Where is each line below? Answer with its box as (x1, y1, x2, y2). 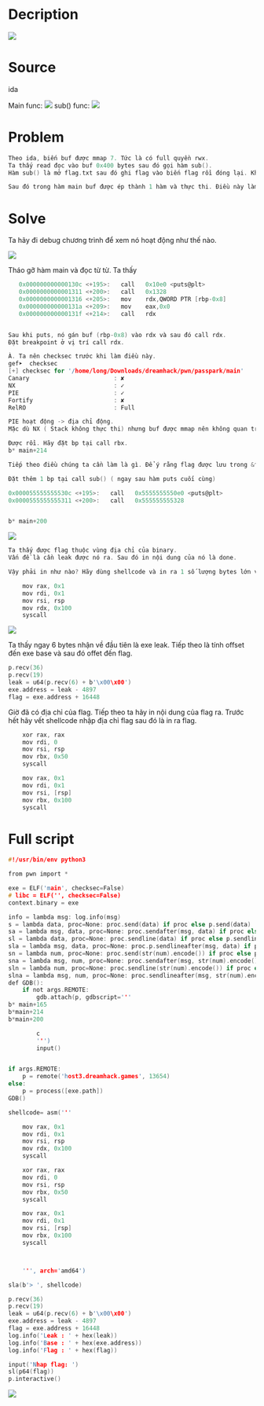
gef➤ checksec (8, 360, 58, 368)
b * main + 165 (8, 1000, 47, 1009)
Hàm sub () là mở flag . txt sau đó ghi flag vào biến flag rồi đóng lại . (8, 169, 247, 177)
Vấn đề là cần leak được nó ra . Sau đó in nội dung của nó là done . (8, 554, 237, 562)
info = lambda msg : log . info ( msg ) (8, 913, 122, 921)
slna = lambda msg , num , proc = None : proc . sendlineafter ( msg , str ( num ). (8, 971, 247, 979)
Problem (8, 128, 64, 146)
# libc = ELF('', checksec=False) (8, 891, 122, 899)
